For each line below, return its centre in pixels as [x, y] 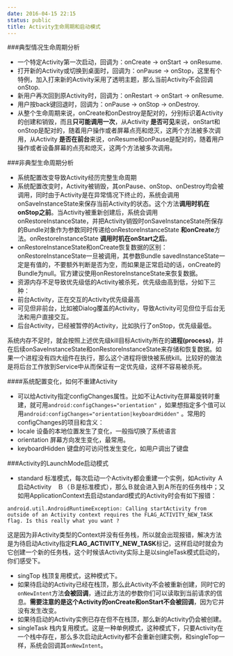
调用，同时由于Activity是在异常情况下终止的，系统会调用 [98, 195]
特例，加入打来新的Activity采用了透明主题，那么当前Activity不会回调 [115, 79]
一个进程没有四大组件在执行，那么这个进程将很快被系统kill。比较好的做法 [118, 358]
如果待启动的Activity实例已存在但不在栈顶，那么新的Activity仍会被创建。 [121, 619]
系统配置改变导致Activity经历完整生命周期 [77, 178]
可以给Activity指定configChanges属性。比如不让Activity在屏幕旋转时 [115, 396]
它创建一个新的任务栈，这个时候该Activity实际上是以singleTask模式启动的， [115, 552]
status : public [29, 20]
